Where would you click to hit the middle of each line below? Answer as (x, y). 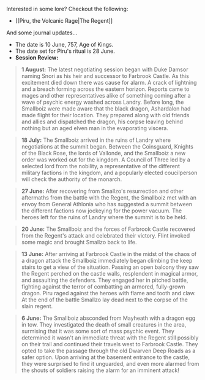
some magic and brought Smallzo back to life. (79, 242)
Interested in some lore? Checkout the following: (67, 9)
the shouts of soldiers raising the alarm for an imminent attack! (100, 370)
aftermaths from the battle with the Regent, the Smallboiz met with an (109, 198)
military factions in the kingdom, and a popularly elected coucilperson (109, 173)
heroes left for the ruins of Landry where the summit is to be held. (104, 217)
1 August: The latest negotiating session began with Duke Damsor (105, 69)
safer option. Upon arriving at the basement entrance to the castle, (106, 357)
